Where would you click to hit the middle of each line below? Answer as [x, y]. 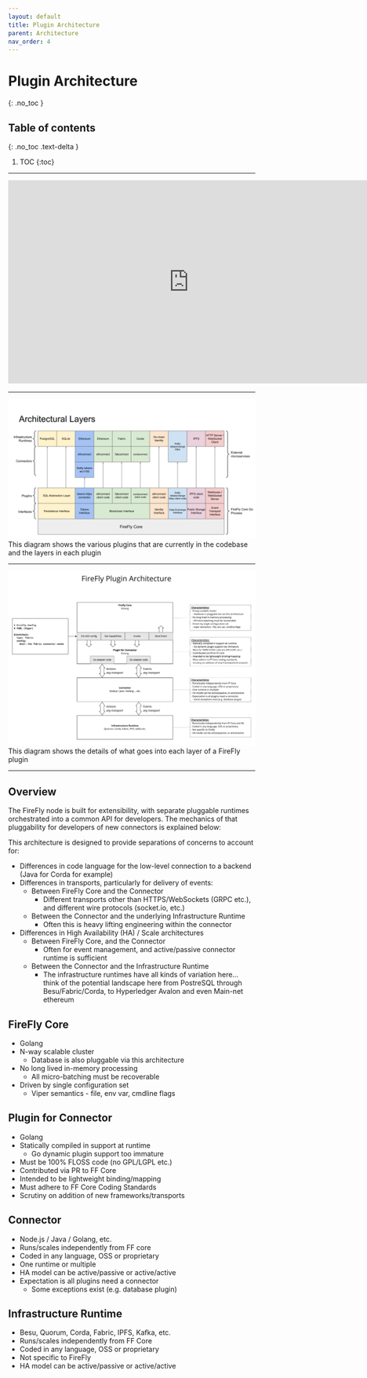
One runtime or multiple [58, 1264]
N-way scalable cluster [57, 1051]
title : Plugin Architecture [54, 25]
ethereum [58, 1000]
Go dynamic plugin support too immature [98, 1153]
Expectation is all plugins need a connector [89, 1281]
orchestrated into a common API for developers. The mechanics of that [123, 819]
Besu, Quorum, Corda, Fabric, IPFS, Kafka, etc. [95, 1332]
